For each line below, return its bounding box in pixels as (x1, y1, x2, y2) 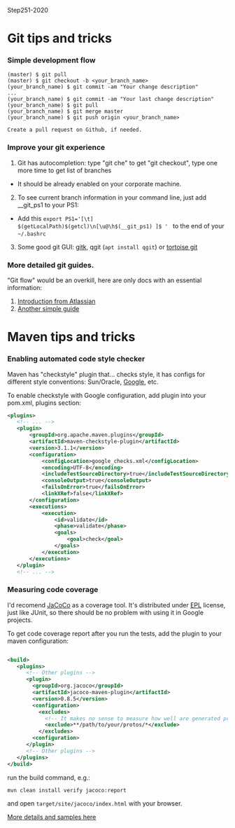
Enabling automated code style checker (7, 354, 145, 364)
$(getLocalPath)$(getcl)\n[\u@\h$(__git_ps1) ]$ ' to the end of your (17, 221, 225, 230)
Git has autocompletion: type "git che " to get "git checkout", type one (17, 158, 218, 167)
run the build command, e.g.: (7, 773, 91, 782)
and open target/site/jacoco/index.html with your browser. (7, 799, 183, 808)
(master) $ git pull (7, 71, 68, 78)
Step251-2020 (7, 6, 49, 14)
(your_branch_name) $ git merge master (7, 108, 124, 115)
